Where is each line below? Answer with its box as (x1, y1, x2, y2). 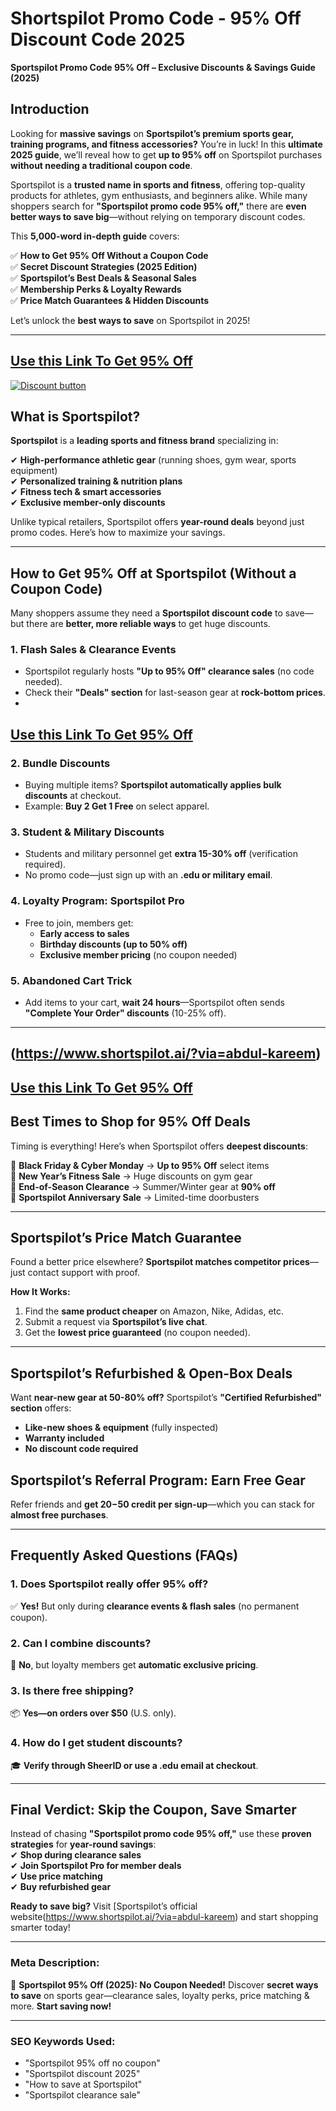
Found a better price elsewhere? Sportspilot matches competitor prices (10, 1256, 310, 1268)
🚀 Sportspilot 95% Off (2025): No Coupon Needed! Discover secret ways (10, 1978, 319, 1991)
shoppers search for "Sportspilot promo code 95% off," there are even (10, 200, 307, 212)
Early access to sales (39, 927, 130, 939)
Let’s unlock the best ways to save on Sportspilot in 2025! (10, 314, 251, 326)
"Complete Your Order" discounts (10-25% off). (24, 1007, 227, 1019)
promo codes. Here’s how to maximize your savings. (10, 527, 226, 539)
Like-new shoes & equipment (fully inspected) (24, 1422, 219, 1434)
